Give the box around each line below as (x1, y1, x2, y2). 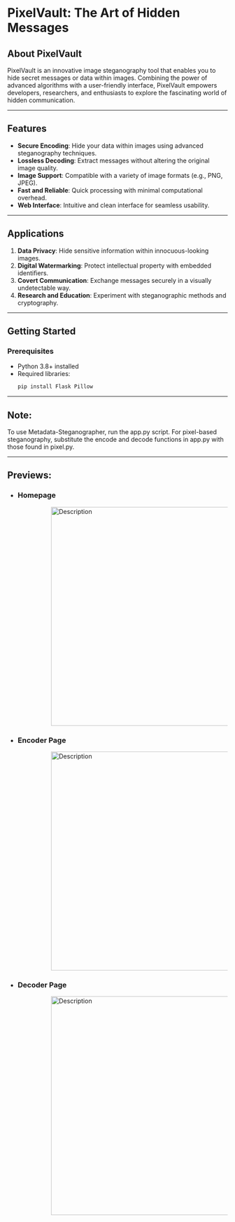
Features (7, 123, 47, 134)
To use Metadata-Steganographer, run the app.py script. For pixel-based (7, 428, 218, 436)
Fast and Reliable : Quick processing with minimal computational (17, 186, 203, 194)
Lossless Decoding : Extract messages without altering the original (17, 156, 210, 165)
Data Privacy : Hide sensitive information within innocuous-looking (17, 247, 209, 255)
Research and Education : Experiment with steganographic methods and (17, 291, 227, 299)
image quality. (17, 163, 58, 172)
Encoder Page (17, 735, 66, 745)
